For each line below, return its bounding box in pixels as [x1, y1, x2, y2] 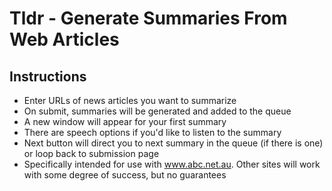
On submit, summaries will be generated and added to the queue [23, 105, 292, 117]
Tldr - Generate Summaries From [9, 7, 288, 30]
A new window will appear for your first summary [23, 116, 227, 127]
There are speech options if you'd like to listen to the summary [23, 127, 282, 138]
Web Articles [9, 28, 120, 51]
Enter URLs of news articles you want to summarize [23, 95, 237, 106]
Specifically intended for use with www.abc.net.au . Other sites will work [23, 158, 321, 170]
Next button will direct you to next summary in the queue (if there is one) [23, 137, 324, 149]
